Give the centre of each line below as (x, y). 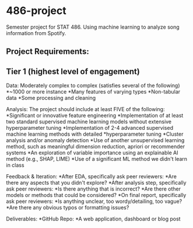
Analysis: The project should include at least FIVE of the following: (85, 109)
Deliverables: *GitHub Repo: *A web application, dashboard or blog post (93, 219)
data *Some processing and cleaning (51, 98)
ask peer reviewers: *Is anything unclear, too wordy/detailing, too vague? (94, 201)
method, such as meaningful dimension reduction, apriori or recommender (96, 147)
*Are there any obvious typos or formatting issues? (68, 208)
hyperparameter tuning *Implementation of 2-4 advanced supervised (90, 128)
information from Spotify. (36, 33)
